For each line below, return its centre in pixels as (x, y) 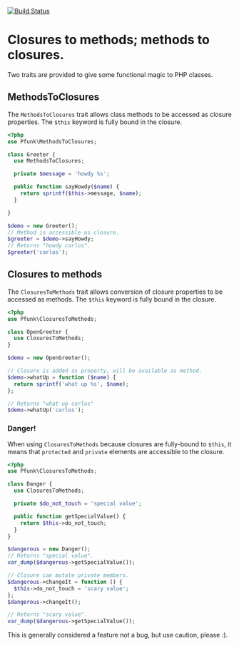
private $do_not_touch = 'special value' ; (78, 504)
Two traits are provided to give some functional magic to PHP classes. (110, 74)
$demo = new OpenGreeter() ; (49, 358)
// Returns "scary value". (47, 615)
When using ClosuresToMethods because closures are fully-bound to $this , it (119, 444)
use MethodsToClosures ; (49, 161)
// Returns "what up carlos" (51, 404)
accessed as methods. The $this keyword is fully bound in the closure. (112, 299)
